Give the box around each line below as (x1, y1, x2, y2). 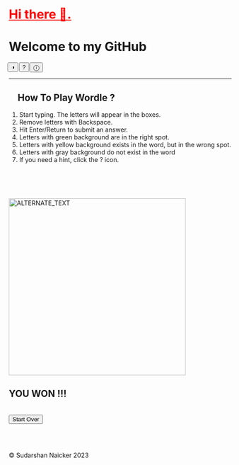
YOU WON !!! (8, 388, 67, 400)
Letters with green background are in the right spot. (18, 132, 170, 141)
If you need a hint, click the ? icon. (18, 155, 119, 163)
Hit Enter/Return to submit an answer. (18, 125, 129, 134)
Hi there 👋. (8, 6, 72, 23)
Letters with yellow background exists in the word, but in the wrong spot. (18, 140, 231, 149)
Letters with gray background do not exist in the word (18, 148, 176, 156)
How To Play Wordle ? (18, 91, 115, 103)
